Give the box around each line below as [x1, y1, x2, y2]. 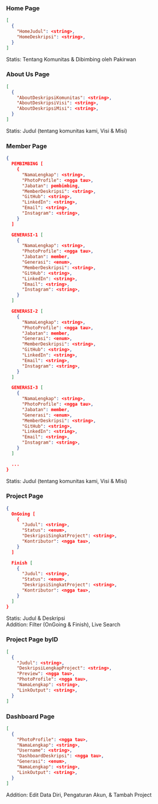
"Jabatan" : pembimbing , [21, 183, 81, 189]
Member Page [6, 142, 47, 150]
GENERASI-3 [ [11, 385, 44, 390]
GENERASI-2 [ [11, 309, 44, 314]
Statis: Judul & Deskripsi [6, 615, 65, 622]
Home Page [6, 4, 40, 12]
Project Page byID [6, 635, 58, 644]
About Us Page [6, 70, 50, 78]
